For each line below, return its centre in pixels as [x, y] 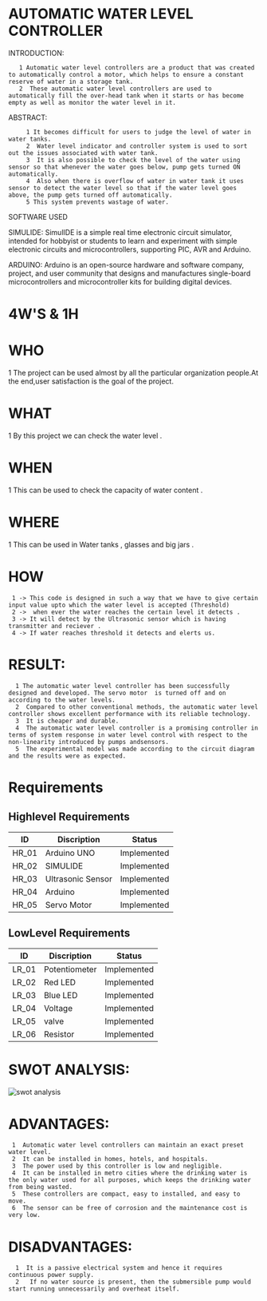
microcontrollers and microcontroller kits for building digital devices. [120, 281]
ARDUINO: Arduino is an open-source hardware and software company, [126, 265]
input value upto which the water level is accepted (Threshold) [119, 605]
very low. [25, 1215]
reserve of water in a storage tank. [71, 82]
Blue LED [61, 995]
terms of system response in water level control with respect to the [128, 735]
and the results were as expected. [67, 756]
